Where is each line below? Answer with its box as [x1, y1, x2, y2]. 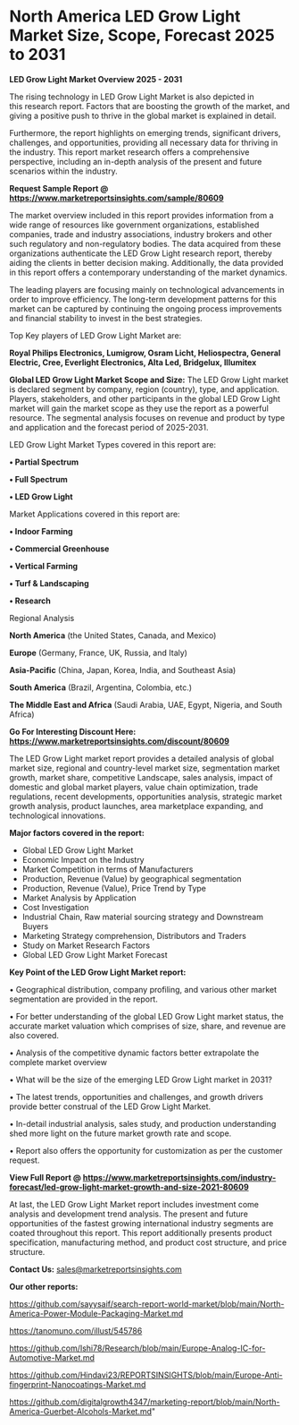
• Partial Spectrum [9, 457, 79, 467]
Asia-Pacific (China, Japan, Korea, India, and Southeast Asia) [9, 664, 237, 675]
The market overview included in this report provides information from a [9, 209, 274, 220]
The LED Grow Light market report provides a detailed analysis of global [9, 753, 275, 764]
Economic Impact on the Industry [21, 854, 145, 865]
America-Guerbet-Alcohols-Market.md [9, 1405, 153, 1416]
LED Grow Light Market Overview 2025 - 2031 [9, 73, 183, 84]
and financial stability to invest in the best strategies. [9, 312, 203, 323]
